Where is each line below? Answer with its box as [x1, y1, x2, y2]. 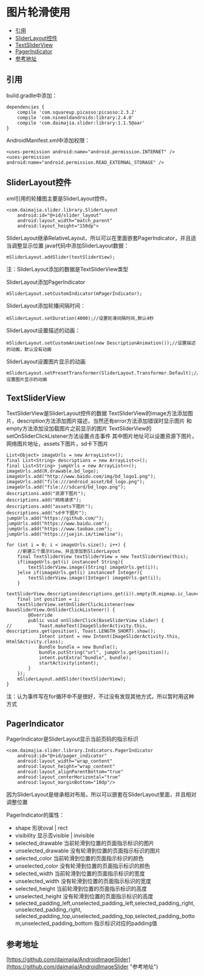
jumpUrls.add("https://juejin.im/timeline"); [6, 531, 123, 538]
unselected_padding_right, [15, 906, 82, 913]
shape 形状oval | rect [15, 825, 68, 832]
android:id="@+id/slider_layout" [17, 212, 102, 218]
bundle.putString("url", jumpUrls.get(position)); [38, 649, 170, 656]
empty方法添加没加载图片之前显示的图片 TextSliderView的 [6, 425, 152, 432]
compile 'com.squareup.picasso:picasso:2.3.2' [17, 109, 137, 116]
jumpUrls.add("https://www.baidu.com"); [6, 521, 110, 527]
